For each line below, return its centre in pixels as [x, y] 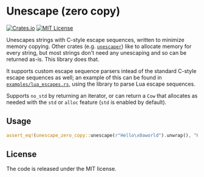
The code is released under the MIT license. [61, 169]
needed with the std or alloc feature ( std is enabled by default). [87, 102]
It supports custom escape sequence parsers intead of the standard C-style [101, 71]
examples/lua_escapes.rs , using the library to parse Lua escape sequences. [101, 84]
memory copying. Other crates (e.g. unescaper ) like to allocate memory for [99, 46]
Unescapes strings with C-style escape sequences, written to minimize [95, 40]
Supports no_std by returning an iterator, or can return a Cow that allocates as [102, 95]
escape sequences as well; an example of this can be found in [84, 77]
